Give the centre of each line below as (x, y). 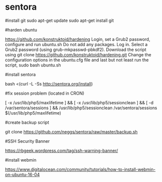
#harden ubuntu (21, 30)
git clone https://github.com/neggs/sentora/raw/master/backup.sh (71, 132)
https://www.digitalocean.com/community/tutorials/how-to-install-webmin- (80, 169)
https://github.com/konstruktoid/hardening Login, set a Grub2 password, (78, 39)
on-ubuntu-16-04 (22, 174)
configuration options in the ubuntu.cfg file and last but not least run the (77, 60)
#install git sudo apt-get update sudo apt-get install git (59, 20)
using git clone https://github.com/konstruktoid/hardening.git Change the (78, 54)
